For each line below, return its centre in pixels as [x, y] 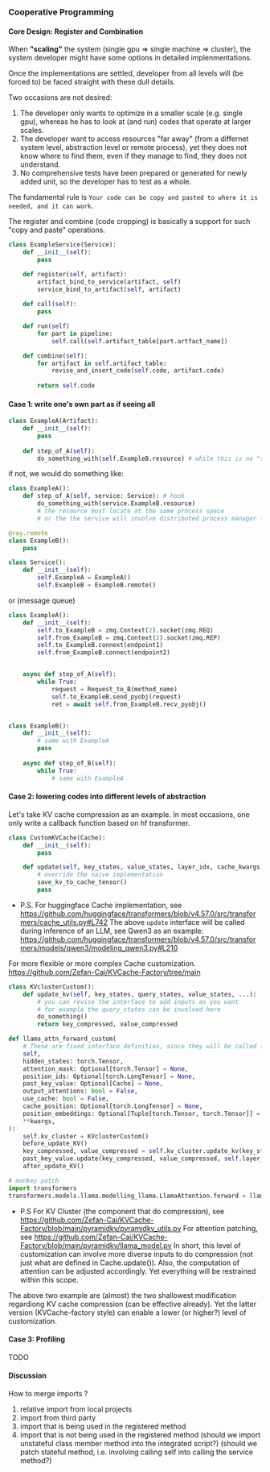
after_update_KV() [53, 1167]
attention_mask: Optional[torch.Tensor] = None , [106, 1069]
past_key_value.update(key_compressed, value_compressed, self [131, 1159]
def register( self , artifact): [75, 274]
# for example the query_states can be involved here [129, 1010]
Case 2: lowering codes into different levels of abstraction [107, 797]
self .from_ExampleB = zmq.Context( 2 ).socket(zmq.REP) [129, 638]
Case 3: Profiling [37, 1339]
